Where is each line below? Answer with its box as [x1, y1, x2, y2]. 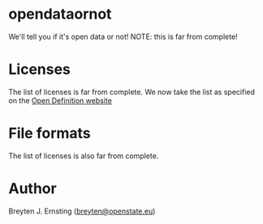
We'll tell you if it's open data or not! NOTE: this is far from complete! [8, 32, 238, 41]
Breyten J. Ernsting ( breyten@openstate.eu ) [8, 206, 156, 216]
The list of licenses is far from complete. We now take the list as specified [8, 87, 256, 97]
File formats [8, 124, 91, 143]
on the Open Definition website [8, 95, 112, 106]
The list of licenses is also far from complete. [8, 151, 159, 161]
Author [8, 179, 57, 197]
